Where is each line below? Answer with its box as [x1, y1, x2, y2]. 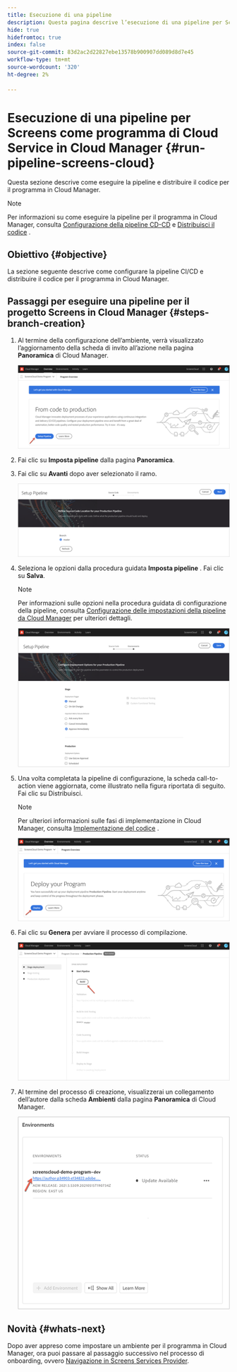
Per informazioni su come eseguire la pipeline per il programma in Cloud [7, 213, 217, 222]
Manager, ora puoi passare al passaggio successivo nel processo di [7, 1349, 205, 1358]
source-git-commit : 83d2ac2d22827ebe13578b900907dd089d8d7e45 [7, 49, 194, 56]
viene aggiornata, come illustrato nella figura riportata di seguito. [37, 781, 226, 790]
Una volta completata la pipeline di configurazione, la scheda [17, 774, 195, 782]
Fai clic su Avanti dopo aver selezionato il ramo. [17, 469, 157, 478]
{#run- [165, 140, 206, 155]
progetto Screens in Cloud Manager [7, 306, 168, 318]
